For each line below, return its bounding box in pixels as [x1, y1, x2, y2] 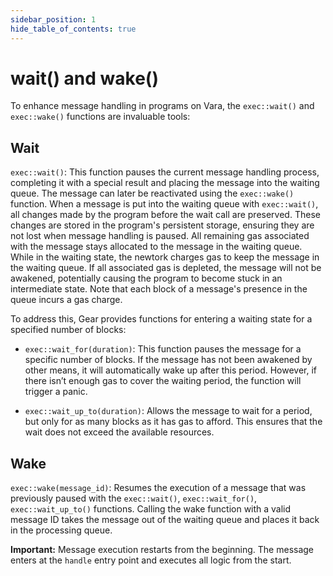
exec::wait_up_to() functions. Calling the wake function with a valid [10, 503, 292, 515]
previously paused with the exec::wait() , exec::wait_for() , [10, 492, 258, 505]
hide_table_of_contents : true [10, 24, 137, 34]
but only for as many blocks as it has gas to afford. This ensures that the [24, 416, 323, 428]
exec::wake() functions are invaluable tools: [10, 111, 191, 123]
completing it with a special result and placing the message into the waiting [10, 177, 320, 189]
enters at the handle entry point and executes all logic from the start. [10, 554, 292, 566]
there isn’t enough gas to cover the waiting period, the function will [24, 375, 302, 387]
